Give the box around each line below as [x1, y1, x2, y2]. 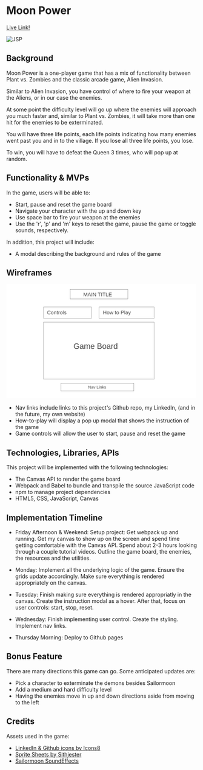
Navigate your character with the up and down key [15, 207, 142, 215]
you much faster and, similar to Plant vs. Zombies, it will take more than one [6, 112, 195, 119]
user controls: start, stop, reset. [15, 604, 94, 611]
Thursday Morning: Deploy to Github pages [15, 634, 124, 641]
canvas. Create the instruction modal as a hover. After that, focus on [15, 597, 186, 605]
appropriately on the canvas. [15, 579, 87, 586]
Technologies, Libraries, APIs [6, 447, 119, 458]
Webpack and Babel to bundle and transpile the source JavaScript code [15, 482, 195, 489]
